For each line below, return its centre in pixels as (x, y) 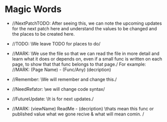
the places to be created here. (43, 34)
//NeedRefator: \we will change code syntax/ (59, 89)
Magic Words (33, 9)
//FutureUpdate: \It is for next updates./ (53, 99)
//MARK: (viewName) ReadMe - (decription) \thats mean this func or (83, 108)
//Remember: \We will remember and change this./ (64, 79)
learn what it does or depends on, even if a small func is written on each (87, 58)
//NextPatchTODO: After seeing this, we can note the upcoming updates (87, 23)
